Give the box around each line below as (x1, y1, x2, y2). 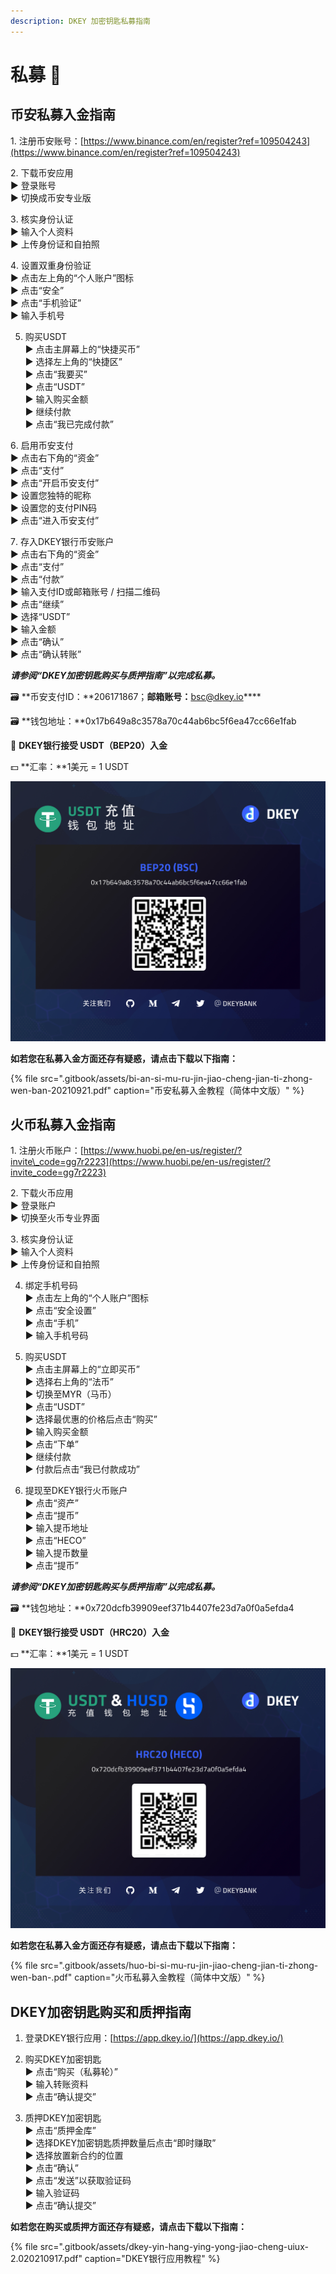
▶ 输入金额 (10, 623, 57, 635)
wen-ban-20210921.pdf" (10, 1084, 112, 1096)
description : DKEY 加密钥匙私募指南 (10, 16, 151, 26)
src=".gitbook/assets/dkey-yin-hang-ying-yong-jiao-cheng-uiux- (39, 2241, 309, 2253)
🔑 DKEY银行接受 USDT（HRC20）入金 (10, 1626, 170, 1639)
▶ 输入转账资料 (24, 2078, 89, 2090)
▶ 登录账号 (10, 179, 57, 191)
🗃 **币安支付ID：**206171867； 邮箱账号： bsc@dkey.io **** (10, 690, 262, 702)
